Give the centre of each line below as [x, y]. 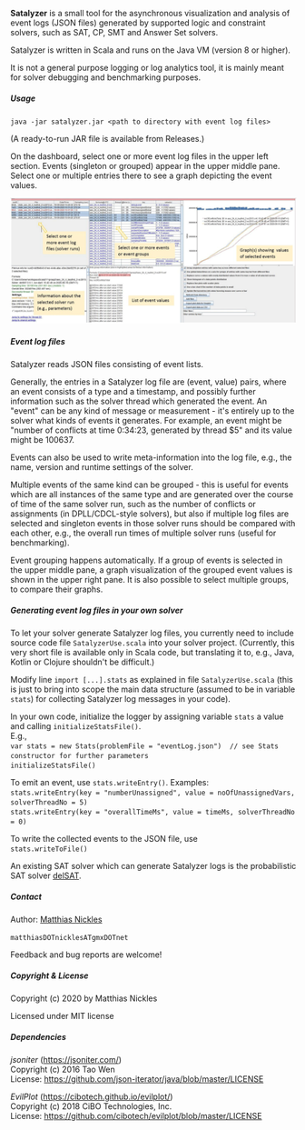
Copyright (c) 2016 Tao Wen [63, 1070]
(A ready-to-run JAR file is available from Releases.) [108, 138]
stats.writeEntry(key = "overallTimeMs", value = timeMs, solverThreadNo [153, 813]
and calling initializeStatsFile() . [76, 726]
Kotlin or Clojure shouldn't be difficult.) [83, 662]
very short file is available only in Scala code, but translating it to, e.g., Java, [152, 653]
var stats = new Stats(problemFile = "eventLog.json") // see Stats [145, 746]
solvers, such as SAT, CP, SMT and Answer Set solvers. [114, 32]
